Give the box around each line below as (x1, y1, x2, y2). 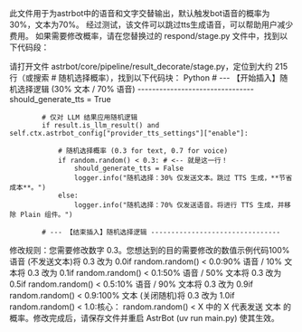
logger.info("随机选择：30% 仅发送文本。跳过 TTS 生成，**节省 (73, 174, 293, 183)
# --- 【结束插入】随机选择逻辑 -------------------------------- (42, 228, 281, 237)
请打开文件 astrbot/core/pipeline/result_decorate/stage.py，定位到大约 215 (9, 62, 288, 71)
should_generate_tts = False (73, 164, 184, 173)
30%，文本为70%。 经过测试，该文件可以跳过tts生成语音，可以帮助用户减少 (9, 19, 294, 30)
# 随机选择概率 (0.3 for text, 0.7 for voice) (57, 147, 229, 156)
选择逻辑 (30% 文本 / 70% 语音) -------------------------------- (16, 84, 255, 94)
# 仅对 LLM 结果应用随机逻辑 (42, 113, 138, 122)
